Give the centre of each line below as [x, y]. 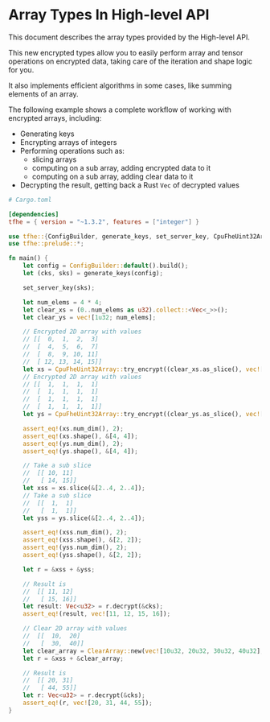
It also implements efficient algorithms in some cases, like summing [120, 85]
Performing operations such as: [72, 151]
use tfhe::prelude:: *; [46, 244]
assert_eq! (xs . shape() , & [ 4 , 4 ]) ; [80, 436]
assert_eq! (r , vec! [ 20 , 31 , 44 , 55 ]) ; [88, 703]
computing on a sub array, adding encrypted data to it [121, 167]
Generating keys [47, 134]
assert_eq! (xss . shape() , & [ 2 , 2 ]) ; [82, 540]
